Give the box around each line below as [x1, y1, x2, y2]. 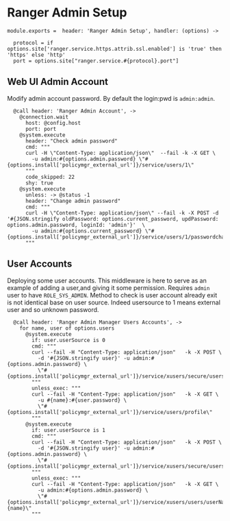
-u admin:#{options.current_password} [31, 228, 142, 234]
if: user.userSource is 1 [31, 426, 106, 433]
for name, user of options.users [19, 324, 115, 332]
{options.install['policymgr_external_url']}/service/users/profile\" [7, 409, 213, 415]
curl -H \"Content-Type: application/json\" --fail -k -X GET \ [25, 149, 216, 156]
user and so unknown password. [7, 305, 99, 313]
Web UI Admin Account [7, 76, 108, 88]
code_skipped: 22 [25, 173, 75, 180]
